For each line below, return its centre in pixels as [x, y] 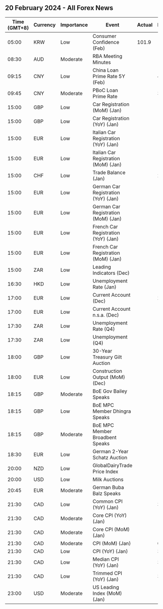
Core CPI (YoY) [110, 515]
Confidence [106, 42]
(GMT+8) [18, 28]
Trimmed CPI [107, 573]
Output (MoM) [109, 377]
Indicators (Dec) [111, 273]
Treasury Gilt [107, 357]
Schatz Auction [110, 457]
